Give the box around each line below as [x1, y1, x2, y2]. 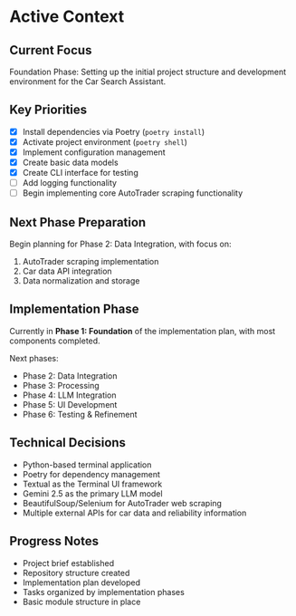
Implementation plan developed [22, 577, 141, 588]
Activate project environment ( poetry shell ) [22, 136, 188, 147]
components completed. [9, 335, 101, 346]
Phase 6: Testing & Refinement [22, 409, 138, 419]
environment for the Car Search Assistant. [9, 76, 167, 87]
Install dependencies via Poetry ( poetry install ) [22, 126, 205, 137]
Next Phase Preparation [9, 215, 147, 230]
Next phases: [9, 352, 59, 363]
